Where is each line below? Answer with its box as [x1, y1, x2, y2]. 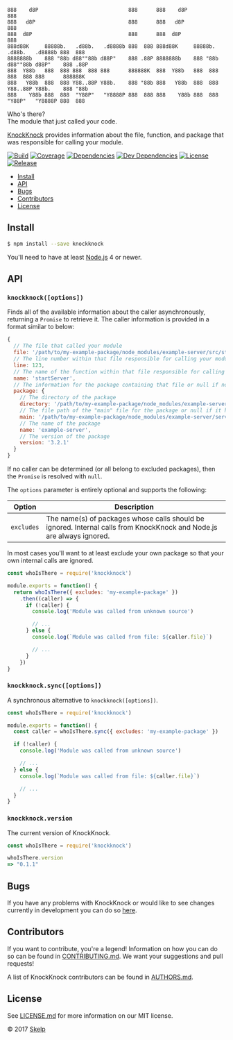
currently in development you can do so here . [7, 906, 137, 914]
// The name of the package [19, 420, 101, 427]
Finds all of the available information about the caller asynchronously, [7, 308, 206, 316]
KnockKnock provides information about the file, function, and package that [7, 131, 224, 139]
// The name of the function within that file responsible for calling [13, 368, 225, 375]
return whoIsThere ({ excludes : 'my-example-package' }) [13, 589, 178, 596]
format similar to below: [7, 323, 75, 331]
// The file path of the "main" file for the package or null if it [19, 407, 222, 414]
